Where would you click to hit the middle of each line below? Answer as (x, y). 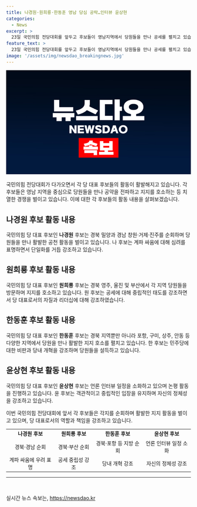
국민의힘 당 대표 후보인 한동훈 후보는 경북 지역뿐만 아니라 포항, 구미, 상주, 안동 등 (98, 335)
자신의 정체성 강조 (167, 463)
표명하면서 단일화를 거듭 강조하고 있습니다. (55, 249)
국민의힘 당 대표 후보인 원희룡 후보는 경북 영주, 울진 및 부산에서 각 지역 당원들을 (97, 285)
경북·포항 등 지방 (115, 443)
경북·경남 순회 (30, 446)
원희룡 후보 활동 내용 (41, 270)
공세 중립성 (70, 459)
